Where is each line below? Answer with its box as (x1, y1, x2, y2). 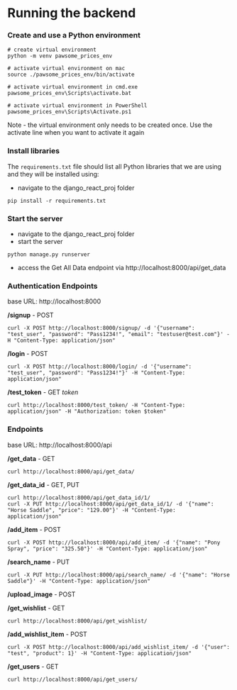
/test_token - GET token (7, 388, 79, 396)
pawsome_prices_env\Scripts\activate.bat (7, 90, 132, 97)
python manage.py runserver (7, 251, 91, 258)
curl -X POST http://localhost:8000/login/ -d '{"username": (7, 363, 192, 370)
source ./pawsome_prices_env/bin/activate (7, 71, 135, 79)
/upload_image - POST (7, 590, 76, 599)
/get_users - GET (7, 662, 59, 671)
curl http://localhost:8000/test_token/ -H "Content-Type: (7, 402, 186, 409)
